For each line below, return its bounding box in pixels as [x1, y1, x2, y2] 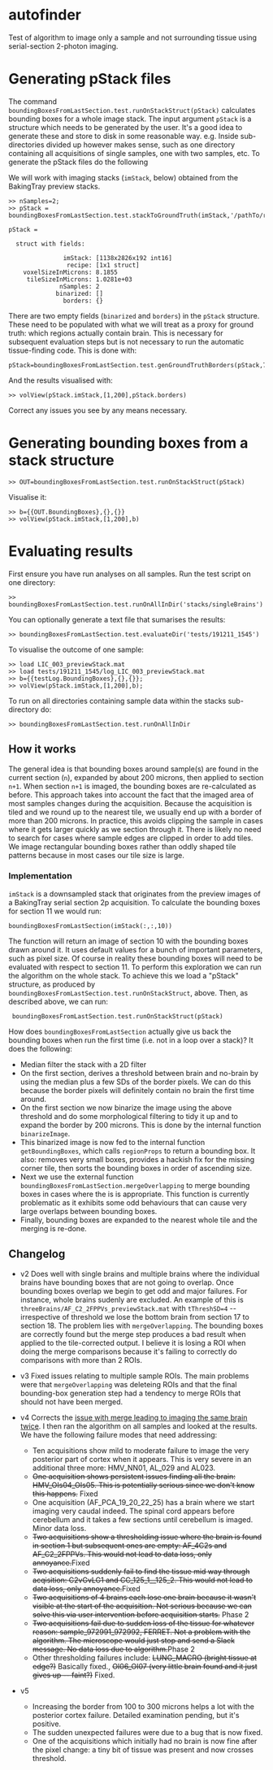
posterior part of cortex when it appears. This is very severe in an [32, 1454, 252, 1464]
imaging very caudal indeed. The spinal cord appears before [32, 1506, 236, 1516]
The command [8, 96, 58, 106]
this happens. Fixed [32, 1489, 98, 1499]
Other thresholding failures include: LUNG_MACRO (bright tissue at [32, 1652, 258, 1663]
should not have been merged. [19, 1396, 123, 1407]
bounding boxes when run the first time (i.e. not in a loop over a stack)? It [8, 1035, 253, 1045]
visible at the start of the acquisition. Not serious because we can [32, 1601, 252, 1611]
